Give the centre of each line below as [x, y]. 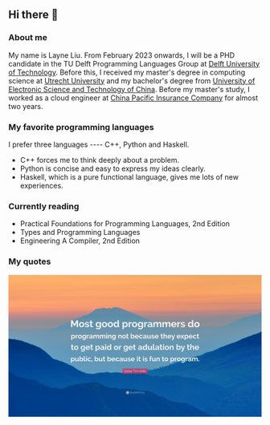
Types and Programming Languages [80, 233]
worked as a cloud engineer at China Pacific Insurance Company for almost [133, 98]
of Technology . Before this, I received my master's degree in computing [127, 72]
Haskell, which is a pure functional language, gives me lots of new [129, 176]
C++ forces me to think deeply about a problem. [100, 160]
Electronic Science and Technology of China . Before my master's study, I [129, 89]
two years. [26, 106]
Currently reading [44, 206]
